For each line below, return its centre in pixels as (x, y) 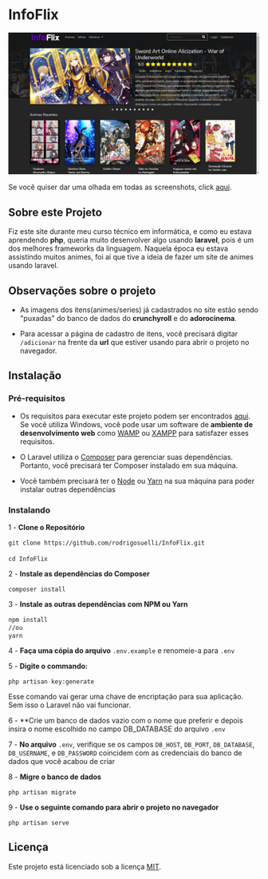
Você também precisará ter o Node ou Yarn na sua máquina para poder (137, 481)
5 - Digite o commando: (48, 666)
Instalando (29, 510)
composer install (37, 590)
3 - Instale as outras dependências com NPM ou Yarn (99, 604)
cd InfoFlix (28, 559)
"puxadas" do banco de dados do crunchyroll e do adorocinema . (128, 319)
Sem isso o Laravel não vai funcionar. (70, 705)
